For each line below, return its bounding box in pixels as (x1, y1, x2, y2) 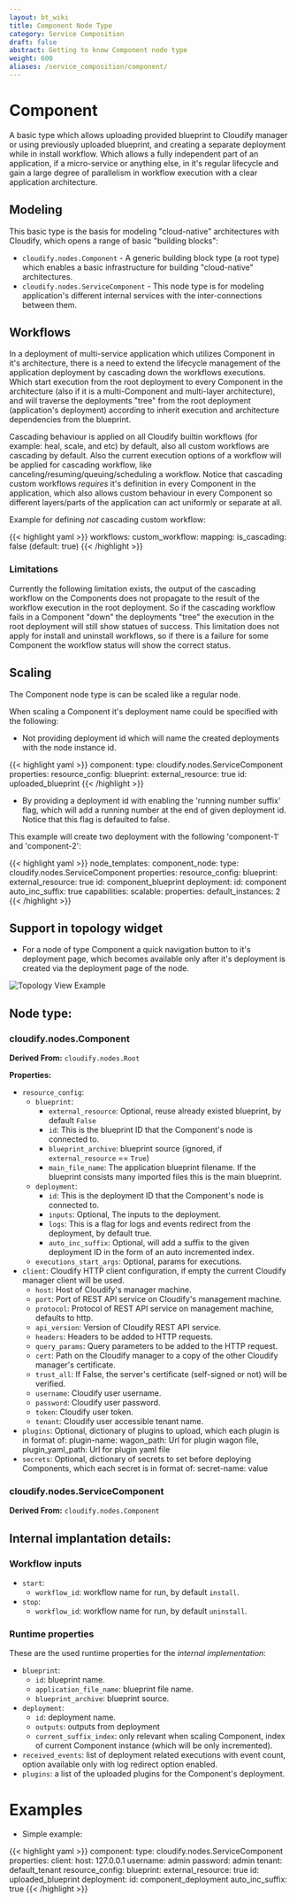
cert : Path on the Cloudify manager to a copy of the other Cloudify (34, 1351, 278, 1361)
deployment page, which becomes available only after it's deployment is (21, 953, 286, 965)
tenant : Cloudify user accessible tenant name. (34, 1416, 204, 1427)
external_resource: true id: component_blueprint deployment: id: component (9, 876, 287, 887)
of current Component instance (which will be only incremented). (34, 1740, 273, 1751)
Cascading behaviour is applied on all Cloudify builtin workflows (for (9, 431, 258, 443)
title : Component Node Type (9, 21, 113, 30)
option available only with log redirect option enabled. (21, 1759, 218, 1770)
